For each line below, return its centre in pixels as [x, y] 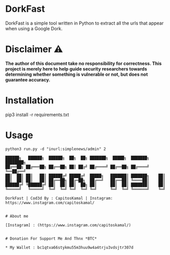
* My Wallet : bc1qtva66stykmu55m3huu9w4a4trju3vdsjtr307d [69, 247]
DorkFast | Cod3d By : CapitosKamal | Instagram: [59, 198]
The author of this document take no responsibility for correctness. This [83, 63]
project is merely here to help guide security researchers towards [76, 69]
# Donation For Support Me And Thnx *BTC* [51, 239]
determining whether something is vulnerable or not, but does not [77, 74]
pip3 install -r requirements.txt [37, 114]
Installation [30, 101]
